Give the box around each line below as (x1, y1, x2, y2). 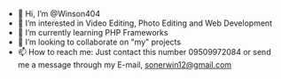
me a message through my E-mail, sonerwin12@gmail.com (17, 59, 232, 70)
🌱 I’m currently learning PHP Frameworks (17, 28, 168, 37)
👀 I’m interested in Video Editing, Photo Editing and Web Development (17, 18, 273, 28)
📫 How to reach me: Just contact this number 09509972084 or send (17, 47, 272, 57)
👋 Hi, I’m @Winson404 (17, 9, 100, 19)
